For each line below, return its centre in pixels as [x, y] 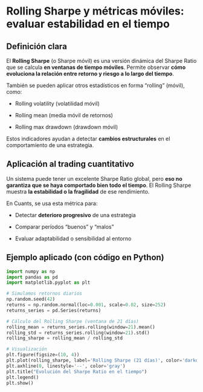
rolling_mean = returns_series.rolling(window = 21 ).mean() [81, 327]
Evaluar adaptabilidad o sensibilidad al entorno [73, 238]
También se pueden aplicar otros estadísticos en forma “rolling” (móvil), [96, 85]
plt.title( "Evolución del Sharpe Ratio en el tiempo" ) [77, 371]
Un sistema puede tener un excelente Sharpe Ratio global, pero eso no [94, 178]
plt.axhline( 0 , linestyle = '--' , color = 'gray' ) [66, 366]
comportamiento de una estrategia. [50, 145]
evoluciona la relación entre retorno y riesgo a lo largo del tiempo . [90, 73]
